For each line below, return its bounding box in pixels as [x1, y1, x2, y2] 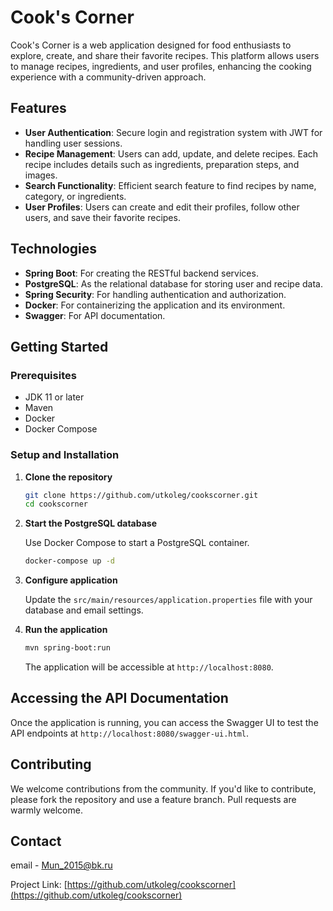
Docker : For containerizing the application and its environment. [24, 299, 286, 311]
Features [10, 100, 67, 117]
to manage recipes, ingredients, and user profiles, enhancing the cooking [10, 60, 312, 72]
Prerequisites [10, 368, 77, 382]
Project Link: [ [10, 879, 68, 891]
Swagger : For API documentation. [24, 309, 166, 321]
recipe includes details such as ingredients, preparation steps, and [24, 158, 300, 170]
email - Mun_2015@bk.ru [10, 859, 113, 871]
